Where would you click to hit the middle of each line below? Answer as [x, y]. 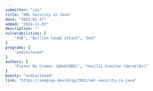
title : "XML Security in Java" [38, 15]
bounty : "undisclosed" [29, 76]
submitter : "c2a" [24, 10]
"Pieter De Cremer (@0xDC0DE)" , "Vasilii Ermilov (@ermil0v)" [81, 66]
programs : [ [18, 48]
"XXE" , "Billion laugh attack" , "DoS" [55, 38]
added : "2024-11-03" [27, 24]
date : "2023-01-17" [26, 19]
